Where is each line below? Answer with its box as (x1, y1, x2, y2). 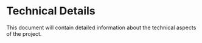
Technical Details (6, 4, 96, 18)
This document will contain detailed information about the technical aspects (6, 24, 197, 31)
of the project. (6, 30, 42, 37)
